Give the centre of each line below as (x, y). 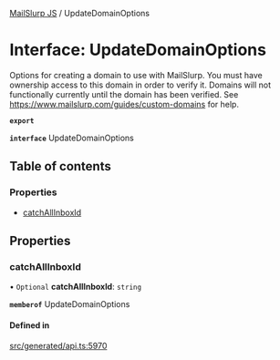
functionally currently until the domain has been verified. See (124, 94)
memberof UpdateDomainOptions (70, 304)
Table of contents (60, 166)
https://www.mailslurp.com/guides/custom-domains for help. (124, 104)
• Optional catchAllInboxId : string (76, 287)
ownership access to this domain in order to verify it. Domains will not (140, 85)
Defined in (30, 325)
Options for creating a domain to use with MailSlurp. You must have (136, 75)
